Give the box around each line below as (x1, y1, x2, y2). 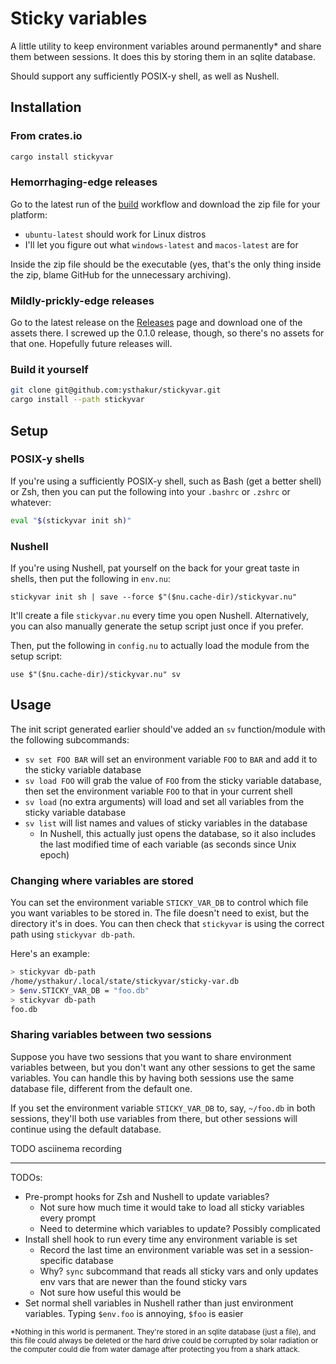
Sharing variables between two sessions (10, 1028, 212, 1042)
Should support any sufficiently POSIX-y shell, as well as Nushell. (10, 70, 280, 82)
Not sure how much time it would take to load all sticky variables (39, 1201, 305, 1213)
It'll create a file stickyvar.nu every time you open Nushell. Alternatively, (10, 610, 310, 621)
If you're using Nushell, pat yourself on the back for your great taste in (10, 562, 300, 574)
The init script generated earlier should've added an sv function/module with (10, 723, 326, 735)
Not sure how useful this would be (39, 1286, 182, 1298)
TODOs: (10, 1171, 43, 1183)
